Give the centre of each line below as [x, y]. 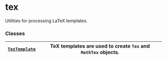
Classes [15, 33]
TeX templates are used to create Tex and [100, 46]
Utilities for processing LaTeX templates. [46, 21]
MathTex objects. [100, 52]
